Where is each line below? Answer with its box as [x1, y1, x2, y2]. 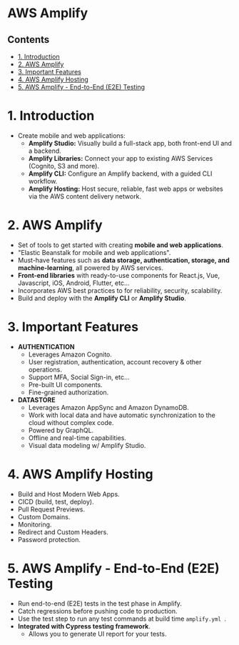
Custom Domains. [17, 512, 71, 521]
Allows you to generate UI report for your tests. [28, 629, 167, 638]
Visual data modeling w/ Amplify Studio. [28, 441, 146, 449]
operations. [28, 365, 62, 374]
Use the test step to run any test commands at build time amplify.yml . [17, 614, 227, 623]
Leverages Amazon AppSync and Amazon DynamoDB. [28, 403, 189, 411]
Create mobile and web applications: [17, 131, 126, 140]
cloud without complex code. [28, 418, 114, 426]
